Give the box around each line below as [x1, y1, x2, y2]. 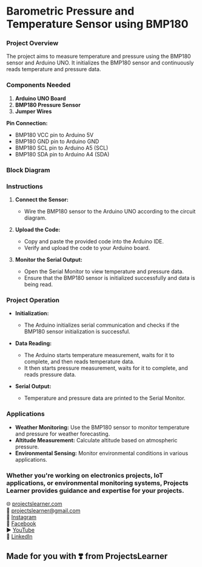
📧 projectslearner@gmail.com [6, 507, 81, 514]
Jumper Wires [15, 108, 52, 115]
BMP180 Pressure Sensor [15, 101, 81, 108]
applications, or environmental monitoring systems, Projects [6, 479, 189, 487]
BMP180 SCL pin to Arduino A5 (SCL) [15, 144, 109, 151]
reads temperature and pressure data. [6, 66, 101, 73]
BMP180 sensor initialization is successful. [24, 328, 130, 335]
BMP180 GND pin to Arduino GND [15, 137, 99, 145]
